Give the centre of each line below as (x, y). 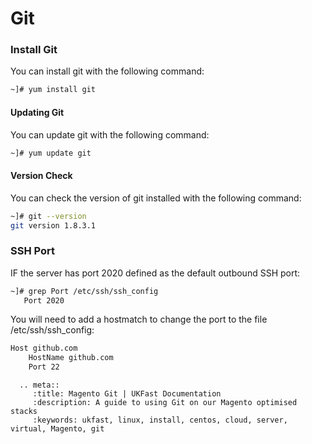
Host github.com (44, 348)
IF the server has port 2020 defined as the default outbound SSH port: (155, 273)
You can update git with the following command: (110, 134)
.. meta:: (39, 385)
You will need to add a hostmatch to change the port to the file (139, 319)
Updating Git (37, 112)
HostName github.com (71, 358)
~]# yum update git (51, 153)
